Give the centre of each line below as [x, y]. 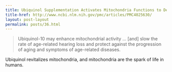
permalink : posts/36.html [33, 24]
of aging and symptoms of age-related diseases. [69, 50]
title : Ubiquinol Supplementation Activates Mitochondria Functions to [83, 10]
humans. [15, 65]
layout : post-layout [27, 19]
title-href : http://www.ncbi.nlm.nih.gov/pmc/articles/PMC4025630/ [79, 15]
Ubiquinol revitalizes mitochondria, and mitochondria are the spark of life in [84, 60]
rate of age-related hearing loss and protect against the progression [90, 44]
